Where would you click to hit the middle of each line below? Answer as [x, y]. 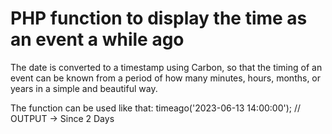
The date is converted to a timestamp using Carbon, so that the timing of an [166, 67]
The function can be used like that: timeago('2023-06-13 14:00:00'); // [156, 108]
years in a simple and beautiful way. [84, 88]
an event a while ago [97, 39]
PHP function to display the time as [159, 18]
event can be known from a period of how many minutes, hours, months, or [166, 78]
